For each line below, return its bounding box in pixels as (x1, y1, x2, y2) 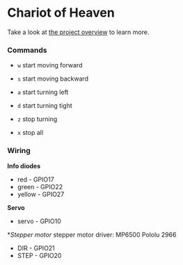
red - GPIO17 (17, 175, 54, 184)
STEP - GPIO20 (17, 251, 62, 259)
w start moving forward (17, 61, 83, 70)
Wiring (7, 146, 31, 156)
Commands (7, 45, 47, 55)
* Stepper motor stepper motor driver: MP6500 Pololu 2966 (7, 230, 177, 239)
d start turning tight (17, 102, 73, 110)
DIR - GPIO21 (17, 243, 56, 252)
